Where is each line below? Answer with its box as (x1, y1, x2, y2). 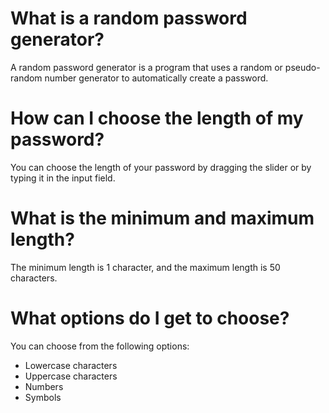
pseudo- (284, 61, 321, 73)
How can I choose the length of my (10, 107, 304, 130)
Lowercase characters (24, 359, 118, 371)
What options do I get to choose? (10, 307, 290, 329)
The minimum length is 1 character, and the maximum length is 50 (10, 261, 281, 273)
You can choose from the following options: (10, 340, 190, 352)
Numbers (24, 380, 64, 392)
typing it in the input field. (10, 172, 116, 184)
